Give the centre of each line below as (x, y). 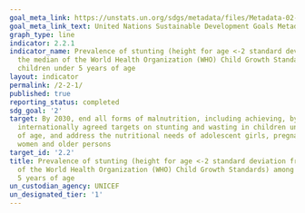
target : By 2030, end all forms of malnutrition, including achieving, (148, 119)
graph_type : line (42, 34)
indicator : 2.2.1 (42, 43)
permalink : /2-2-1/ (46, 85)
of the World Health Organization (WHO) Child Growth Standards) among (156, 169)
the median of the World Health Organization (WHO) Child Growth (144, 60)
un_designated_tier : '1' (56, 195)
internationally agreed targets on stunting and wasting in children (152, 128)
